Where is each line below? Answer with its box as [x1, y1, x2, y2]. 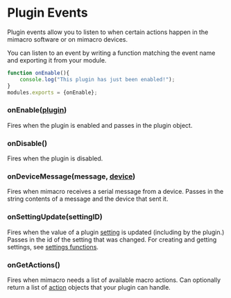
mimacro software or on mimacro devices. [7, 35, 128, 43]
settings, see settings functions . [7, 242, 99, 251]
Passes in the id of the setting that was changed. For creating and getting [7, 235, 217, 244]
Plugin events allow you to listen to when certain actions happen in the [7, 28, 209, 36]
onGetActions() [7, 260, 60, 270]
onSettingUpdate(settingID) [7, 212, 103, 222]
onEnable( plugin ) [7, 106, 67, 115]
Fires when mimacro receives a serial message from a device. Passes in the [7, 188, 224, 196]
